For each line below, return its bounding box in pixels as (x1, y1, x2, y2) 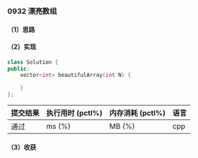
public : (7, 65, 30, 72)
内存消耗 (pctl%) (109, 108, 166, 118)
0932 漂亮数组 (7, 6, 57, 16)
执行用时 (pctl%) (46, 108, 103, 118)
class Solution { (7, 59, 59, 66)
